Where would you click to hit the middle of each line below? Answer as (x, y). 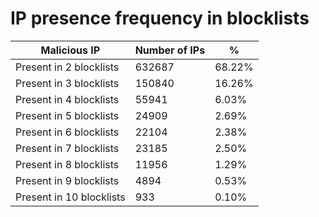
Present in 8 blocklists (67, 164)
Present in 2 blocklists (67, 67)
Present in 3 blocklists (67, 83)
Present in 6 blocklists (67, 132)
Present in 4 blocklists (67, 99)
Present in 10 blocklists (70, 197)
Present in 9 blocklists (67, 180)
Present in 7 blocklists (67, 148)
